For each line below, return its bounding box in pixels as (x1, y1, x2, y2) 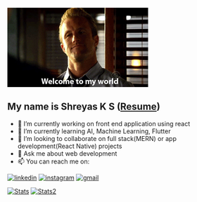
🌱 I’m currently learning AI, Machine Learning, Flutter (17, 127, 171, 135)
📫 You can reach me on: (17, 157, 90, 166)
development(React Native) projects (17, 142, 122, 150)
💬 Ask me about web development (17, 149, 117, 158)
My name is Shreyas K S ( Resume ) (7, 101, 160, 113)
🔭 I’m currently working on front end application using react (17, 119, 191, 128)
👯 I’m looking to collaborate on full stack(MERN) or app (17, 134, 177, 142)
